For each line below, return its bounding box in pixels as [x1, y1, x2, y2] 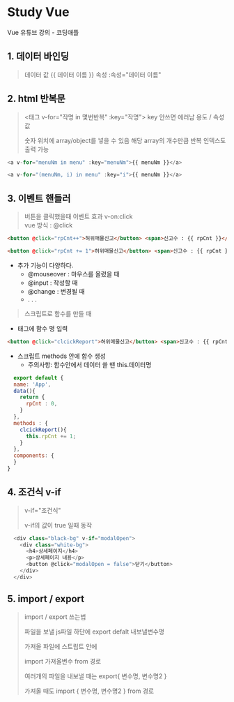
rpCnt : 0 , [25, 401, 58, 408]
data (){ [13, 387, 36, 394]
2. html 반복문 [7, 93, 66, 105]
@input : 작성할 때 [27, 278, 78, 287]
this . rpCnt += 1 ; [25, 433, 77, 440]
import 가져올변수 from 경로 [24, 657, 102, 665]
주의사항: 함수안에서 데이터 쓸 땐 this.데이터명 [27, 360, 152, 368]
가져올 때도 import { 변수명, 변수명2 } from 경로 [24, 687, 155, 695]
